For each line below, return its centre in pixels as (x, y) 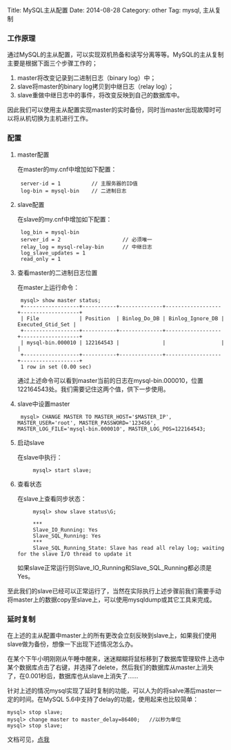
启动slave (31, 442)
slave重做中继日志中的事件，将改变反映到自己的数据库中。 (100, 95)
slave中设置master (43, 404)
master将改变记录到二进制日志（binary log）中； (87, 78)
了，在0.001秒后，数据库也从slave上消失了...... (73, 675)
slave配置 (31, 204)
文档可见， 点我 (28, 739)
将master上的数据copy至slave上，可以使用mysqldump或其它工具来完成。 (111, 600)
